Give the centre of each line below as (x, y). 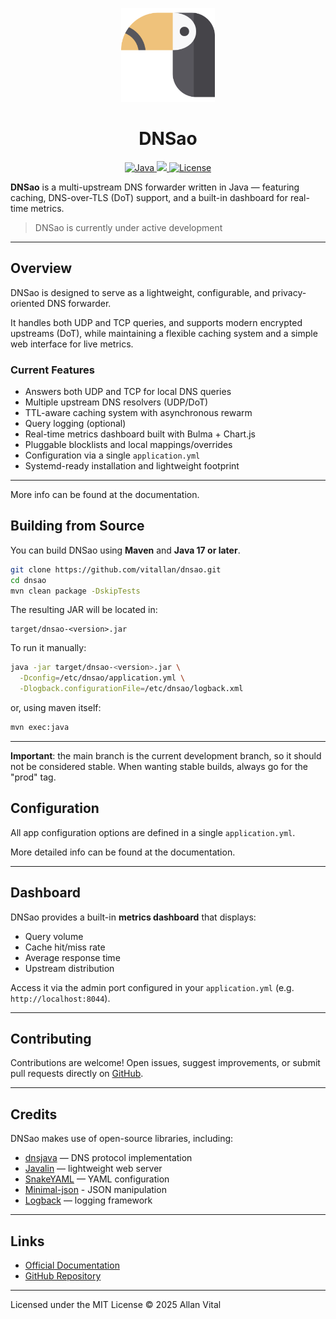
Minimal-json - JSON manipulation (95, 1190)
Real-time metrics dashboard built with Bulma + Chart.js (140, 434)
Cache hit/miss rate (65, 947)
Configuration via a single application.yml (112, 455)
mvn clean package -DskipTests (75, 591)
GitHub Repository (63, 1276)
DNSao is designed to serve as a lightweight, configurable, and (140, 292)
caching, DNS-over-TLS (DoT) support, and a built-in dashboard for (149, 197)
